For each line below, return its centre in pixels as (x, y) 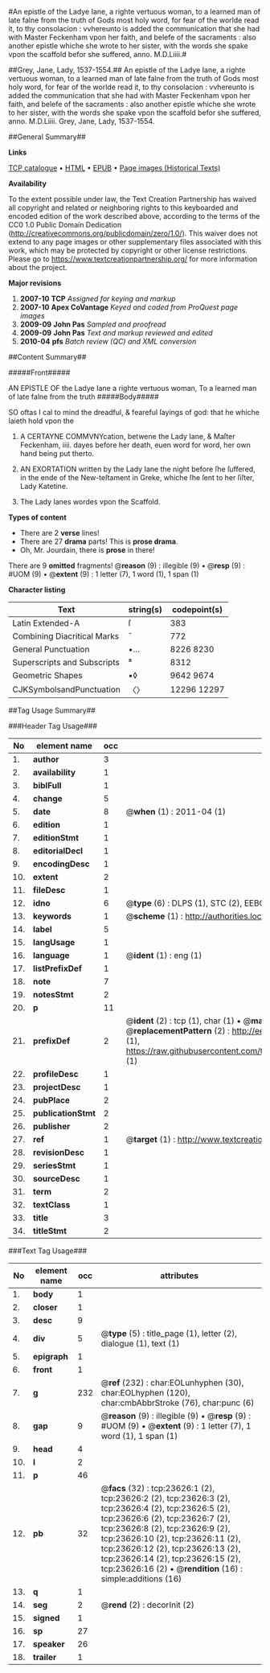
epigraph (51, 1356)
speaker (49, 1644)
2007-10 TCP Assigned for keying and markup (98, 298)
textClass (52, 1204)
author (46, 759)
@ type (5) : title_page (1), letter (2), (169, 1333)
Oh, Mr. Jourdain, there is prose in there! (87, 550)
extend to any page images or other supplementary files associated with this (135, 242)
